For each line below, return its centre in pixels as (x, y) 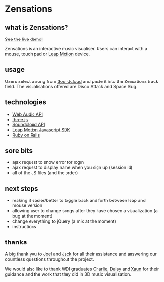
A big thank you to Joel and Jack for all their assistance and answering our (81, 254)
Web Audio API (28, 114)
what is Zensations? (37, 27)
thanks (16, 242)
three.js (20, 119)
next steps (22, 188)
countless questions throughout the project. (49, 259)
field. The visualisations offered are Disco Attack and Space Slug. (71, 86)
